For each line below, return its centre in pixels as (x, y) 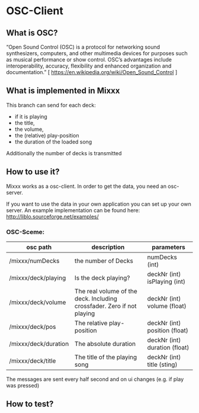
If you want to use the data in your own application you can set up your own (99, 204)
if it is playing (31, 116)
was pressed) (23, 385)
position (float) (168, 330)
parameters (168, 247)
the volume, (29, 129)
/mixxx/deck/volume (38, 302)
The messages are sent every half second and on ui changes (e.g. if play (95, 379)
